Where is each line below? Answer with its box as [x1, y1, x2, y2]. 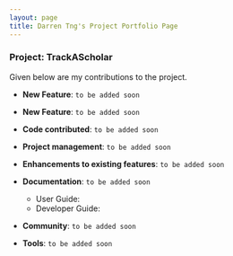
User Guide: [35, 193, 81, 204]
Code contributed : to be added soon [22, 123, 159, 135]
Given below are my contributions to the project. [9, 71, 188, 82]
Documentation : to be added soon [22, 176, 151, 187]
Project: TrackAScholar [9, 51, 114, 64]
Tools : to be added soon [22, 237, 113, 248]
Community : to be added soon [22, 220, 136, 231]
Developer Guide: [35, 203, 100, 214]
